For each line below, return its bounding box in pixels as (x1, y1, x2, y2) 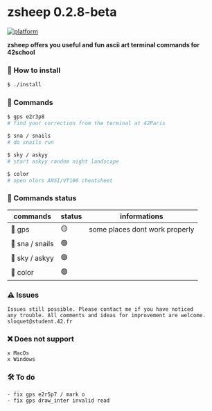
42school (7, 48, 36, 56)
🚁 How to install (7, 65, 61, 75)
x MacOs (7, 350, 30, 357)
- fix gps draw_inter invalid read (7, 397, 110, 404)
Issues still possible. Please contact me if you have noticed (7, 306, 194, 313)
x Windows (7, 356, 36, 363)
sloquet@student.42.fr (7, 318, 73, 325)
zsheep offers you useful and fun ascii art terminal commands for (7, 40, 200, 49)
